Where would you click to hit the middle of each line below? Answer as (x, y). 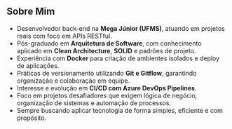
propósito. (32, 118)
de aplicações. (38, 65)
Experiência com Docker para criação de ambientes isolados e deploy (118, 58)
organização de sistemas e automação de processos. (94, 103)
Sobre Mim (31, 12)
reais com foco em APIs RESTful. (64, 36)
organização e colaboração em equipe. (73, 81)
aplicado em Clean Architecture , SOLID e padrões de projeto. (106, 50)
